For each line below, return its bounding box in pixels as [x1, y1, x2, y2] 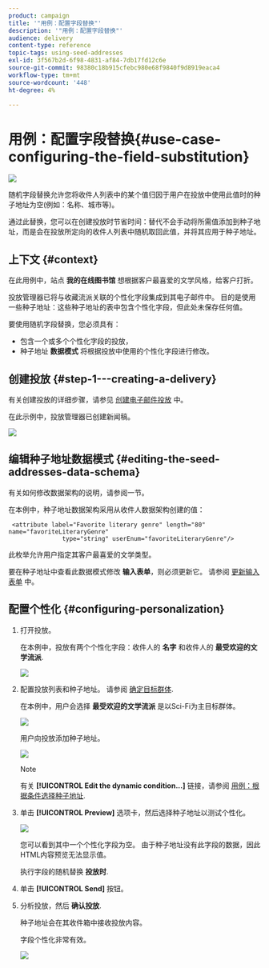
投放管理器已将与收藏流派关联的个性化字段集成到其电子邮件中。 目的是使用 [8, 293, 256, 302]
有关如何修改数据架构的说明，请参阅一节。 [8, 487, 149, 497]
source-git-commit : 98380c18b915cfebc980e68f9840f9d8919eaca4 [8, 64, 220, 72]
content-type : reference [8, 42, 91, 50]
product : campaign [8, 11, 70, 20]
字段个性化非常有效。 [19, 934, 90, 944]
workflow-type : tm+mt [8, 71, 81, 79]
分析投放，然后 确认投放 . [19, 901, 102, 910]
